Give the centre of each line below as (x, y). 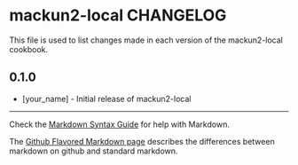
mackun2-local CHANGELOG (118, 16)
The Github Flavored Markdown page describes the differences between (142, 141)
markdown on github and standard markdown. (94, 151)
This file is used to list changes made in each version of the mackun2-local (146, 40)
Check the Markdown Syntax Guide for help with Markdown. (120, 124)
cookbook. (29, 49)
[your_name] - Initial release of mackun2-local (106, 98)
